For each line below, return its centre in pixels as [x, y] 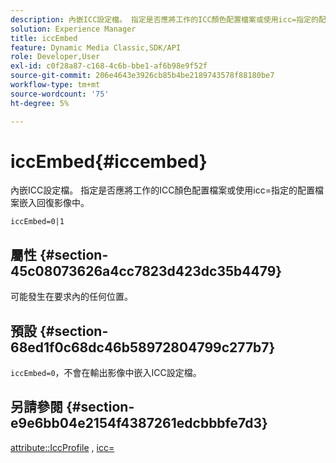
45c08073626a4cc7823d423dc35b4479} [146, 271]
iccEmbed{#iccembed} [109, 161]
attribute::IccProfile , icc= [62, 447]
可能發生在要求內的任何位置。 [71, 297]
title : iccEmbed [44, 38]
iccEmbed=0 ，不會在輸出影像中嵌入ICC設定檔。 [106, 373]
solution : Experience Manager [73, 29]
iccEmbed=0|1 [37, 222]
